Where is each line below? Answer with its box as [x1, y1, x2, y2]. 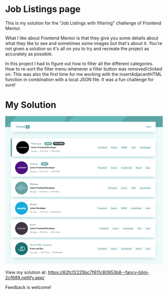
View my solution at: [5, 269, 47, 275]
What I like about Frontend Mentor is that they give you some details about [5, 35, 158, 41]
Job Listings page [5, 3, 81, 15]
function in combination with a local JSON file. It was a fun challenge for [5, 76, 154, 82]
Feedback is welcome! [5, 284, 51, 290]
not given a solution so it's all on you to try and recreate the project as [5, 45, 149, 51]
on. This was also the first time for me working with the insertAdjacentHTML [5, 71, 162, 77]
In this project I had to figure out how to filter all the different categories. [5, 60, 154, 66]
